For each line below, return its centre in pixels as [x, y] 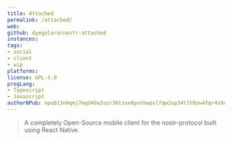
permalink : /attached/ [40, 20]
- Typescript [26, 90]
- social [20, 52]
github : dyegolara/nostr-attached [57, 33]
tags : [15, 45]
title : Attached [30, 13]
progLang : [21, 84]
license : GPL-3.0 [32, 77]
